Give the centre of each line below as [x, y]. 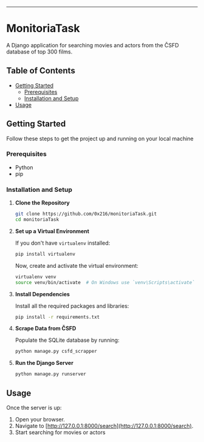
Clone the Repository [42, 203]
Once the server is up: [34, 407]
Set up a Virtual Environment [52, 231]
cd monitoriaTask [37, 220]
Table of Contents [41, 71]
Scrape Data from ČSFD [46, 328]
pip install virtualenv [45, 254]
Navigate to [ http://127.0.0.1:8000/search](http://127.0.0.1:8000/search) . [104, 426]
